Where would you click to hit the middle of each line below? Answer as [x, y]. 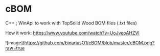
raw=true [15, 48]
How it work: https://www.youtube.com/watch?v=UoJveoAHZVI [72, 33]
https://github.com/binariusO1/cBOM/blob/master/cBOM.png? [89, 43]
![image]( [15, 43]
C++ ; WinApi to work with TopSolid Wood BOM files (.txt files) [71, 23]
